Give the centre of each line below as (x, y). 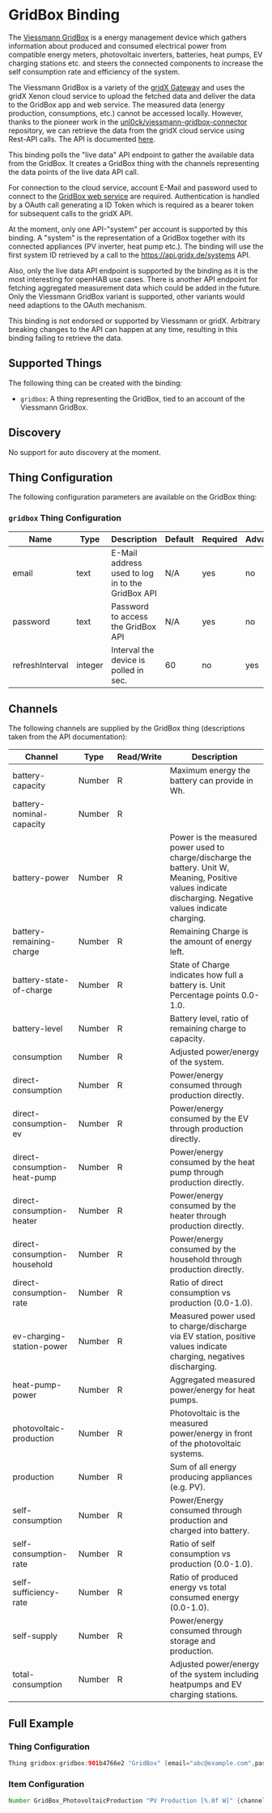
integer (90, 665)
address (127, 563)
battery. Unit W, (200, 868)
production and (199, 1521)
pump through (197, 1172)
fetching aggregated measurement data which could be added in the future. (135, 287)
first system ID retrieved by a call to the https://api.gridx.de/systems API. (130, 255)
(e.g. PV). (188, 1487)
